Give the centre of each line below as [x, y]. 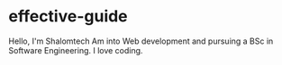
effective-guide [68, 16]
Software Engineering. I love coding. [76, 50]
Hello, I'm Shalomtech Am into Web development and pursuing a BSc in [141, 41]
